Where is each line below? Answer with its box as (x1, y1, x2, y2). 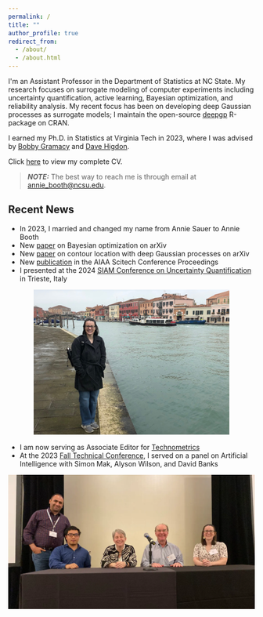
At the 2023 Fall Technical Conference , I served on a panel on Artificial (19, 451, 248, 460)
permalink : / (8, 13, 51, 20)
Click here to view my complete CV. (8, 157, 123, 166)
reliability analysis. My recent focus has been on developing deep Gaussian (8, 102, 252, 111)
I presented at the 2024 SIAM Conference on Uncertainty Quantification (19, 265, 252, 274)
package (8, 118, 37, 127)
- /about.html (15, 54, 61, 62)
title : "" (8, 20, 41, 29)
